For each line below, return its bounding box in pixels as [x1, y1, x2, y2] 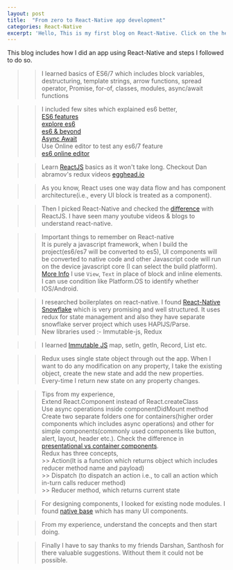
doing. [41, 528, 60, 536]
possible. [41, 556, 68, 564]
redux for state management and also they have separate [41, 313, 205, 321]
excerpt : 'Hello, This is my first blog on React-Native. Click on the [7, 29, 218, 37]
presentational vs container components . [41, 442, 159, 450]
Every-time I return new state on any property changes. [41, 377, 200, 385]
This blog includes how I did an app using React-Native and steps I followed [7, 49, 224, 57]
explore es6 [41, 120, 76, 129]
